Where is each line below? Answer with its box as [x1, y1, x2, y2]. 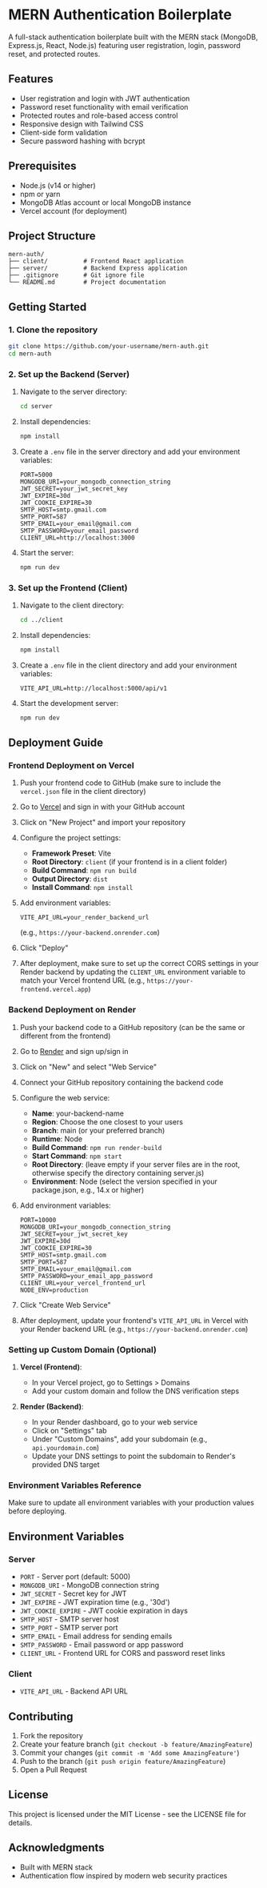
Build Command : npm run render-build [31, 1142, 162, 1152]
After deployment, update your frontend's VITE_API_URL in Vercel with [19, 1315, 249, 1325]
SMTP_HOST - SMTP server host [19, 1614, 119, 1624]
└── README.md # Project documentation [8, 279, 166, 287]
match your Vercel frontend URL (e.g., [19, 976, 145, 985]
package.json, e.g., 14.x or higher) [31, 1185, 145, 1194]
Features [8, 72, 54, 86]
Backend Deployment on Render [8, 1004, 137, 1016]
